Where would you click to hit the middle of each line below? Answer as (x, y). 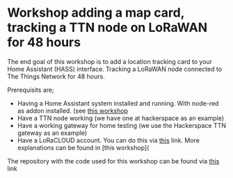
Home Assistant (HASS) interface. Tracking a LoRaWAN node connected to (115, 69)
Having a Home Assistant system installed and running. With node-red (118, 103)
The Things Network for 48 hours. (56, 76)
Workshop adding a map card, (96, 13)
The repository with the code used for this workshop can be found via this (113, 161)
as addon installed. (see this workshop (73, 111)
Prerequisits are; (31, 90)
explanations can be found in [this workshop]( (83, 147)
